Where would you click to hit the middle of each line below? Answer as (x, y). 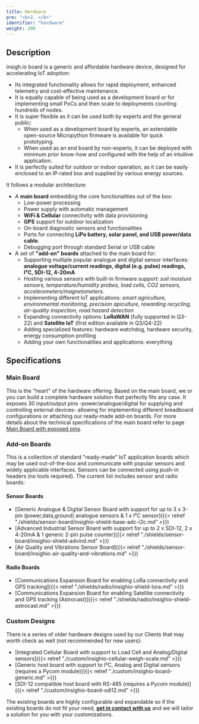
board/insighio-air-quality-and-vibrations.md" (71, 554)
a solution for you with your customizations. (60, 714)
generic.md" (30, 678)
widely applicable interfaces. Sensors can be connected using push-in (93, 470)
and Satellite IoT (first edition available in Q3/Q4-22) (98, 323)
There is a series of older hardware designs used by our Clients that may (95, 634)
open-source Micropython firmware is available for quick (93, 135)
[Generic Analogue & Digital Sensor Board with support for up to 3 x (98, 509)
